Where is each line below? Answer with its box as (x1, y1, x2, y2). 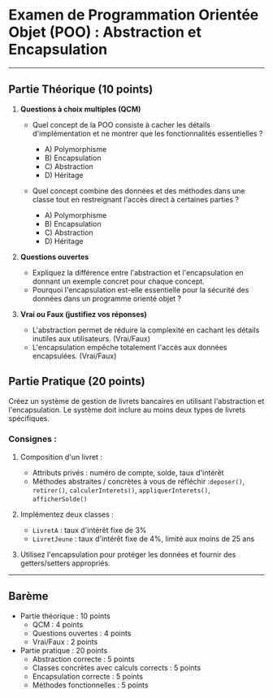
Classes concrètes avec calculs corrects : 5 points (32, 662, 201, 672)
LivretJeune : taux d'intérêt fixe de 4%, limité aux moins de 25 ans (32, 534, 255, 544)
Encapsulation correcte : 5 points (32, 671, 144, 681)
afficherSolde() (32, 495, 88, 503)
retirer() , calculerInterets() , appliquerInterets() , (32, 485, 210, 495)
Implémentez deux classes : (19, 509, 114, 519)
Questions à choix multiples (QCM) (19, 104, 141, 114)
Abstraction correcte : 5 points (32, 654, 135, 664)
